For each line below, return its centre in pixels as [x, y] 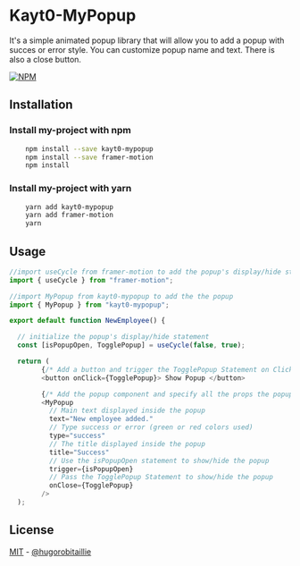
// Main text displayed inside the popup [127, 411]
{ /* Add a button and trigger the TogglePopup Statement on [155, 369]
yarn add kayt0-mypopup [70, 207]
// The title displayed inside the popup [127, 444]
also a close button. [46, 59]
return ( [33, 362]
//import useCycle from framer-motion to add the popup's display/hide [145, 272]
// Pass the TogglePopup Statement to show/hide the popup [161, 477]
